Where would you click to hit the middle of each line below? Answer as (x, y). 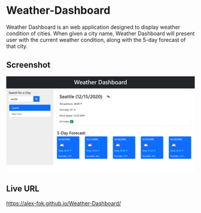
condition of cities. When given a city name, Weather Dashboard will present (100, 33)
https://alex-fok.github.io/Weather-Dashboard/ (64, 203)
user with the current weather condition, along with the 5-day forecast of (96, 40)
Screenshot (28, 65)
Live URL (23, 189)
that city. (17, 46)
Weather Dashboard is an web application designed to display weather (93, 27)
